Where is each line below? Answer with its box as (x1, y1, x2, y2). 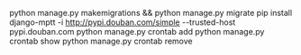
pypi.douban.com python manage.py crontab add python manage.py (9, 27, 265, 36)
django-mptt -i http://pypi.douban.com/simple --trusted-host (9, 17, 236, 27)
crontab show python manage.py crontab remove (9, 35, 193, 46)
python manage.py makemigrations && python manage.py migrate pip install (9, 8, 293, 18)
